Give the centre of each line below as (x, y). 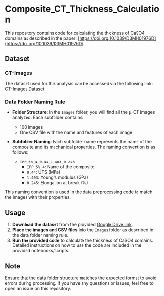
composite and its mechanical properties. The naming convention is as (84, 147)
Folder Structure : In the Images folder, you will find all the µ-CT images (83, 112)
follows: (20, 152)
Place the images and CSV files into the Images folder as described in (83, 230)
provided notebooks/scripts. (41, 250)
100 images (31, 127)
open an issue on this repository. (38, 288)
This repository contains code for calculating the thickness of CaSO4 (75, 33)
